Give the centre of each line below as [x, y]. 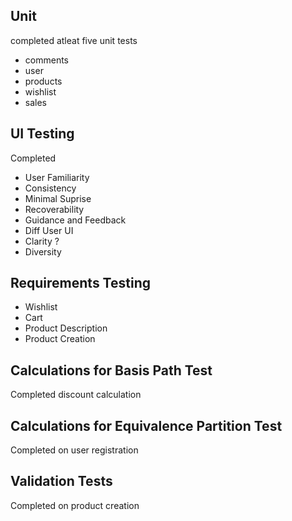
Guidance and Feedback [75, 220]
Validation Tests [61, 481]
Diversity [43, 251]
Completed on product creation [75, 505]
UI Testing [42, 134]
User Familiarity [57, 177]
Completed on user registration [74, 450]
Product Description [66, 328]
